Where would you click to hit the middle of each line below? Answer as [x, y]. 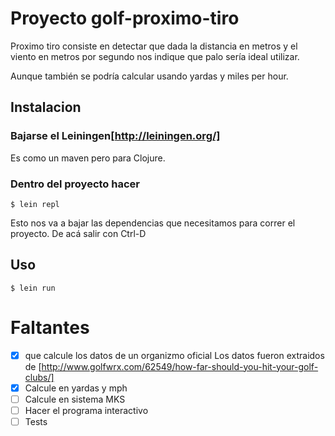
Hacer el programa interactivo [86, 410]
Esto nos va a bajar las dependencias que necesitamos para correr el [153, 223]
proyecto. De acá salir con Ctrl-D [78, 233]
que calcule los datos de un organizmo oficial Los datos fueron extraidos [174, 355]
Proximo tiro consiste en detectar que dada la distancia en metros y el [154, 46]
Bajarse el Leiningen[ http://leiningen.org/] [115, 136]
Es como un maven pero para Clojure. [88, 158]
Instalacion [46, 107]
